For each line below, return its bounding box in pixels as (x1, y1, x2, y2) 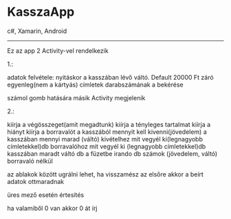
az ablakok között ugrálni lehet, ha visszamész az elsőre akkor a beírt (7, 170, 204, 178)
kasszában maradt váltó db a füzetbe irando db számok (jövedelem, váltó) (7, 149, 218, 158)
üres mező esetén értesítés (7, 190, 85, 199)
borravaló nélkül (7, 157, 53, 165)
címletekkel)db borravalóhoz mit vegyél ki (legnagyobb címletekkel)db (7, 142, 206, 150)
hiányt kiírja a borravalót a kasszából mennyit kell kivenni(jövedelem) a (7, 128, 208, 136)
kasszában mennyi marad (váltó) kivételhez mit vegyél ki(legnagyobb (7, 135, 203, 143)
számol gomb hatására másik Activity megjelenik (7, 93, 146, 102)
